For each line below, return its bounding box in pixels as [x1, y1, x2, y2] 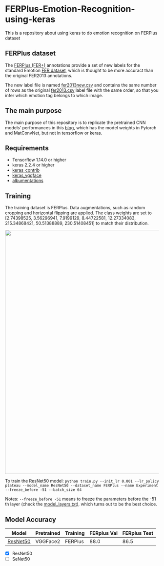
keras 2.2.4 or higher [12, 162, 55, 168]
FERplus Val [89, 530, 118, 536]
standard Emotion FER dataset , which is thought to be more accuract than [5, 67, 154, 73]
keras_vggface [12, 172, 41, 179]
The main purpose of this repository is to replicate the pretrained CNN [5, 120, 146, 125]
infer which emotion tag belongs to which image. [5, 92, 103, 98]
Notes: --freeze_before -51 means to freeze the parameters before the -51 [5, 496, 156, 502]
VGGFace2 [35, 538, 61, 545]
